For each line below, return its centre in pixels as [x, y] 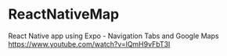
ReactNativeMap [64, 14]
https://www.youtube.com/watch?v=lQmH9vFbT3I [89, 44]
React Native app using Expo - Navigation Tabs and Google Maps [113, 36]
